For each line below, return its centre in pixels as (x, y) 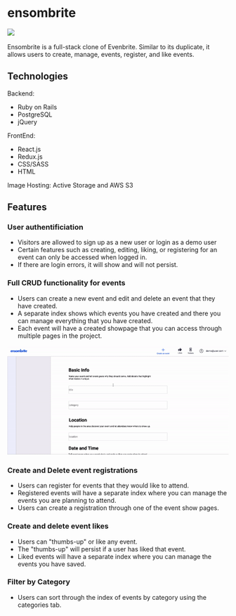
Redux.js (30, 157)
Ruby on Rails (37, 107)
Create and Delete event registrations (73, 470)
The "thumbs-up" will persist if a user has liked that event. (101, 549)
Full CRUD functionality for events (66, 283)
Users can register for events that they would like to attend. (103, 485)
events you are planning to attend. (67, 501)
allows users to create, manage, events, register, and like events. (101, 54)
